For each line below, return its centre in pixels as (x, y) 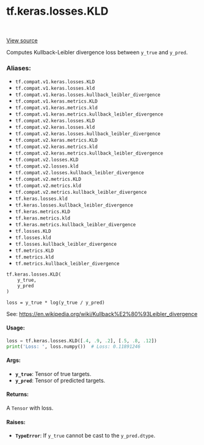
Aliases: (19, 68)
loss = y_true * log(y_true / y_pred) (56, 303)
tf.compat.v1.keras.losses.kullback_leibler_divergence (88, 95)
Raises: (16, 422)
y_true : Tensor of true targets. (53, 373)
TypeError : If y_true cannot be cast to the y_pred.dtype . (85, 436)
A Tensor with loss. (30, 408)
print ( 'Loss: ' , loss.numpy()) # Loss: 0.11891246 (73, 347)
